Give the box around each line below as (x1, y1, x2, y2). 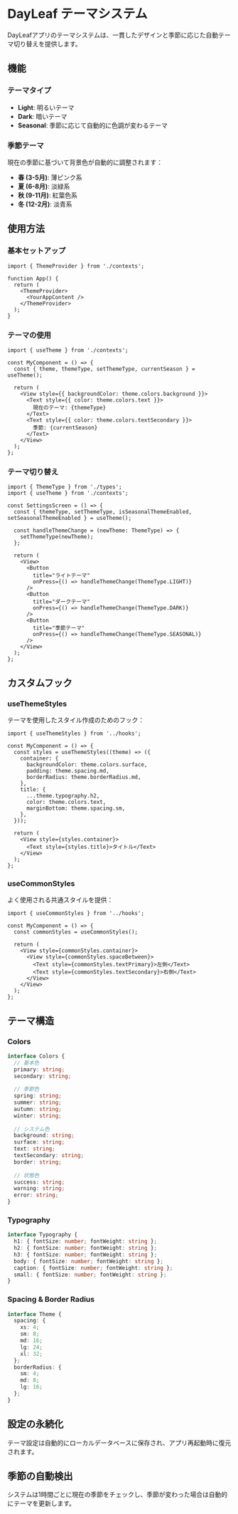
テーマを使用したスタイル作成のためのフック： (7, 716, 144, 724)
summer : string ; (13, 1099, 62, 1106)
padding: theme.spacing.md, (26, 767, 110, 774)
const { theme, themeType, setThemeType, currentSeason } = (13, 365, 195, 372)
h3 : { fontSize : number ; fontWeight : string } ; (13, 1251, 158, 1258)
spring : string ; (13, 1092, 62, 1100)
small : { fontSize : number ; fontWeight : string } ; (13, 1271, 167, 1278)
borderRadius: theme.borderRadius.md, (26, 773, 141, 781)
